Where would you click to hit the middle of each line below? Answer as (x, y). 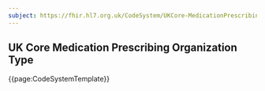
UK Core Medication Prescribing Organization (123, 48)
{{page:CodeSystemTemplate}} (59, 79)
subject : (22, 15)
